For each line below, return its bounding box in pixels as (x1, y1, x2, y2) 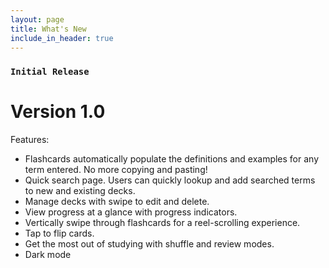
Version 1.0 (10, 101, 106, 123)
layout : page (10, 14, 65, 25)
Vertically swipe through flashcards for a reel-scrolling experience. (24, 217, 301, 229)
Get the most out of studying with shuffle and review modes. (24, 238, 275, 250)
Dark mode (24, 249, 72, 261)
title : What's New (10, 24, 87, 34)
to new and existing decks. (24, 185, 136, 197)
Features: (10, 134, 50, 146)
